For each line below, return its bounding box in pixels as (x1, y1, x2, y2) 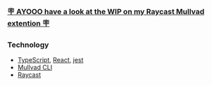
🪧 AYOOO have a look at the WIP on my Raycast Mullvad (7, 6, 205, 16)
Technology (7, 40, 49, 50)
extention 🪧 (7, 18, 50, 28)
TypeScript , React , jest (17, 56, 84, 64)
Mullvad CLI (17, 63, 53, 72)
